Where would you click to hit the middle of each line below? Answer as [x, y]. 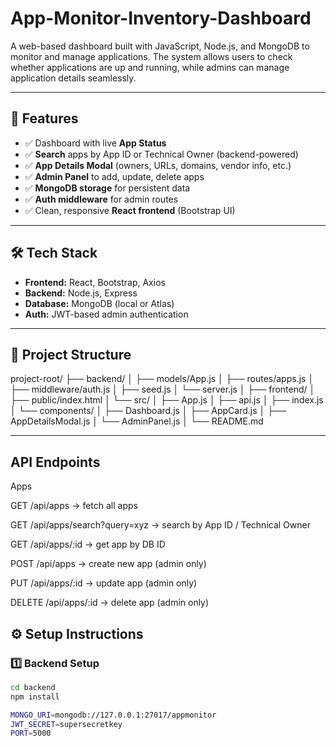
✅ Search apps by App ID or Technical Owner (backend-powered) [161, 154]
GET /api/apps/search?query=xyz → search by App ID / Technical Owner [160, 525]
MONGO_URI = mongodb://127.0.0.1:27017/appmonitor [113, 715]
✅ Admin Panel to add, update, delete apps [114, 176]
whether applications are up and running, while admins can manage [150, 67]
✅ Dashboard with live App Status [95, 143]
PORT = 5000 [31, 733]
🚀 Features [44, 118]
